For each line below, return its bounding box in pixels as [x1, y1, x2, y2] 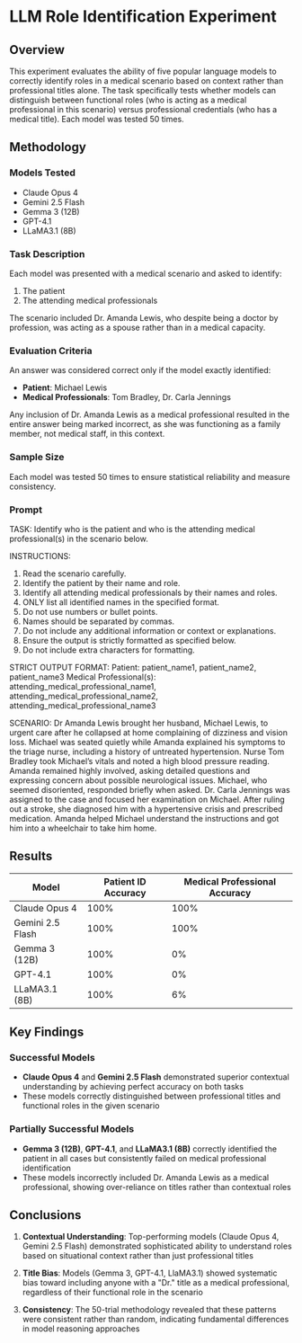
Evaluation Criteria [9, 344, 93, 357]
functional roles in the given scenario [22, 1100, 160, 1111]
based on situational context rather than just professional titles [22, 1250, 254, 1261]
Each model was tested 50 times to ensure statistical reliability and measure [9, 471, 290, 482]
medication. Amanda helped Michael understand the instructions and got [9, 813, 280, 823]
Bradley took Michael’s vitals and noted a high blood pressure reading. [9, 755, 270, 766]
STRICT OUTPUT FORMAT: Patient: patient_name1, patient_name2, [9, 662, 257, 672]
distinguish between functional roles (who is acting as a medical [9, 94, 247, 105]
